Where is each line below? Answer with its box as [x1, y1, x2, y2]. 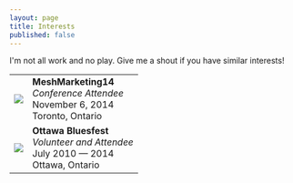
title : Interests [9, 22, 76, 31]
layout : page [9, 13, 59, 23]
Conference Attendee [32, 87, 125, 100]
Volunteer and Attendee [32, 136, 134, 148]
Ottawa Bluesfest [32, 125, 109, 137]
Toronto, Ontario [32, 110, 103, 123]
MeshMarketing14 [32, 76, 115, 88]
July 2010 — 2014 [32, 147, 115, 160]
